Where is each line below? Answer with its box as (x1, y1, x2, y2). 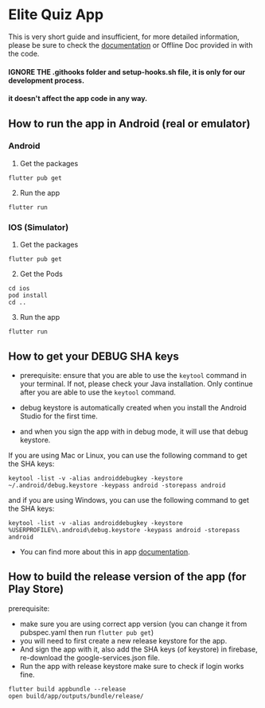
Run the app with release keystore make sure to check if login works (19, 661, 244, 671)
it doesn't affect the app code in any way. (8, 94, 148, 103)
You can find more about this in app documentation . (19, 547, 191, 556)
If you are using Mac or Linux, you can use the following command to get (8, 450, 247, 460)
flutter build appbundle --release (8, 685, 127, 693)
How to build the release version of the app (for (8, 570, 247, 584)
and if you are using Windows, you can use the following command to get (8, 495, 249, 504)
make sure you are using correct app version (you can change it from (19, 619, 247, 628)
